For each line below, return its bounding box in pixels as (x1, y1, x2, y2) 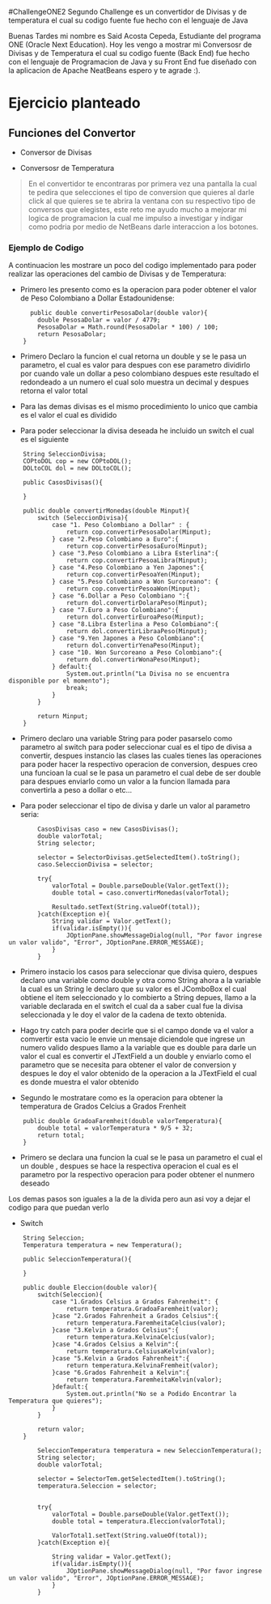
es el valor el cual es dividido (19, 411, 117, 420)
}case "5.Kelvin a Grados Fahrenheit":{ (51, 1355, 190, 1363)
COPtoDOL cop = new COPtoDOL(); (23, 457, 132, 466)
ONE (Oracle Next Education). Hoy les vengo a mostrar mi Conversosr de (8, 40, 252, 49)
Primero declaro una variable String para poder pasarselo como (19, 734, 233, 743)
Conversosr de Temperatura (19, 164, 115, 172)
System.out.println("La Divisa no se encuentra (66, 670, 230, 679)
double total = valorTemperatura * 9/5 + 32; (37, 1125, 194, 1133)
